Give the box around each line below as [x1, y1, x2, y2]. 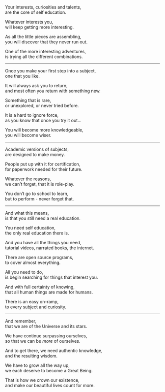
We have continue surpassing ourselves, [5, 333, 87, 339]
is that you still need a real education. [5, 215, 81, 221]
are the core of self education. [5, 9, 66, 15]
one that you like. [5, 73, 40, 79]
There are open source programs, [5, 255, 74, 260]
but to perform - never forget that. [5, 196, 74, 201]
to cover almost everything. [5, 260, 61, 265]
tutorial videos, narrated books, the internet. [5, 245, 94, 251]
